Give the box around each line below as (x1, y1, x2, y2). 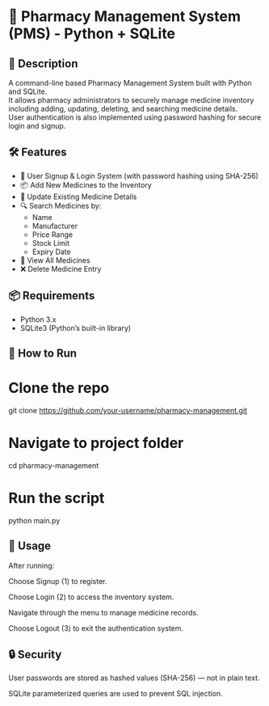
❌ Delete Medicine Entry (19, 264, 102, 273)
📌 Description (8, 57, 78, 70)
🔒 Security (8, 648, 62, 662)
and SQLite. (8, 87, 48, 96)
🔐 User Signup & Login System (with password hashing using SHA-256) (19, 171, 258, 180)
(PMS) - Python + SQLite (8, 24, 176, 43)
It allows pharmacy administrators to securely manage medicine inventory (8, 95, 254, 104)
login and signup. (8, 121, 66, 130)
